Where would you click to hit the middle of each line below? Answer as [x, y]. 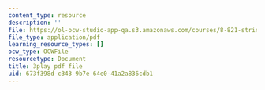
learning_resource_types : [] [56, 45]
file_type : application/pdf [54, 37]
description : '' [35, 23]
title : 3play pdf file [45, 67]
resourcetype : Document [47, 59]
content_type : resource [47, 15]
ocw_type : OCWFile [38, 52]
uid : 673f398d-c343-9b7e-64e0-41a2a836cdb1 [81, 74]
